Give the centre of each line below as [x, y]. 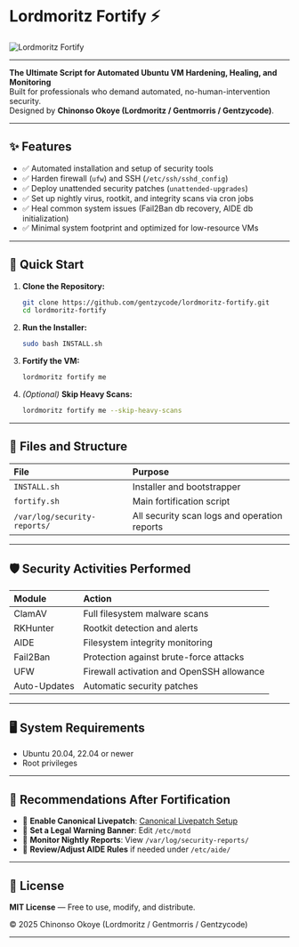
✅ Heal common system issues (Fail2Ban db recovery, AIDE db [137, 208]
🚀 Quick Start [47, 265]
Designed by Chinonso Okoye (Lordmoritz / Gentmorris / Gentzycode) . [141, 110]
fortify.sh [36, 501]
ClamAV [30, 613]
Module [30, 598]
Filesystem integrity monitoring [148, 643]
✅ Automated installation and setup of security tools [117, 168]
